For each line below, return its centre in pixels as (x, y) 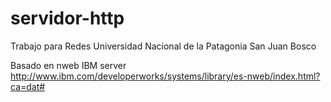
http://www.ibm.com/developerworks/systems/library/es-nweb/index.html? (165, 76)
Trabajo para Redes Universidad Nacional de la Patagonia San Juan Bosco (163, 46)
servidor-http (67, 18)
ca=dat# (28, 86)
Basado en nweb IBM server (68, 65)
